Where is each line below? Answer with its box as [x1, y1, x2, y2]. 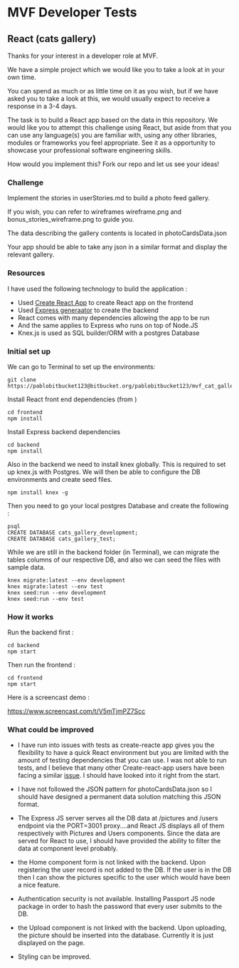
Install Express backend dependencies [7, 427, 121, 436]
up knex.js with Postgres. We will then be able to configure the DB [7, 468, 201, 476]
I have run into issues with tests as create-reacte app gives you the [17, 741, 215, 749]
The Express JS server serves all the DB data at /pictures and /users [17, 814, 218, 823]
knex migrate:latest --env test [7, 582, 103, 590]
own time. [7, 73, 37, 81]
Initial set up [7, 346, 51, 356]
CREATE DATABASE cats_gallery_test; [7, 535, 116, 542]
